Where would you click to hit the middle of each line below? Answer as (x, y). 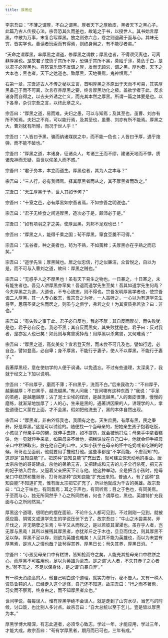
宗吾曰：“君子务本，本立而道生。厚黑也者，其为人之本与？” (66, 170)
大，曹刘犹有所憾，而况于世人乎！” (41, 125)
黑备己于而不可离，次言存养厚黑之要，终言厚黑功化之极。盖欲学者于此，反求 (84, 90)
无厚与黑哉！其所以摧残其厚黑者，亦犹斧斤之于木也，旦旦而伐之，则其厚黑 (82, 531)
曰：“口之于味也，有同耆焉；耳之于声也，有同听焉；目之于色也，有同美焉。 (83, 489)
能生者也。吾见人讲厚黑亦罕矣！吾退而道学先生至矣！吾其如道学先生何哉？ (86, 285)
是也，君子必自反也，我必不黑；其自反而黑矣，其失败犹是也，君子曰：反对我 (84, 327)
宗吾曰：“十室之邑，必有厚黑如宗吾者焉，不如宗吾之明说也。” (67, 202)
